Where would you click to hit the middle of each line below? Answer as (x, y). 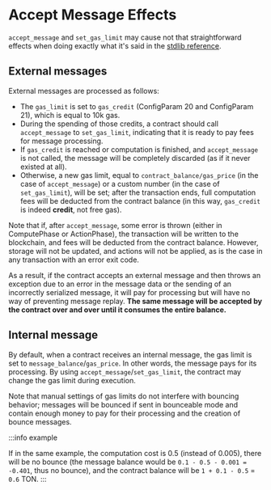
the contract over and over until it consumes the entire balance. (117, 310)
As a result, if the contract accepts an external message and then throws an (135, 275)
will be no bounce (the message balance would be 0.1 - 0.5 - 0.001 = (127, 462)
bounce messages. (40, 421)
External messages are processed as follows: (84, 91)
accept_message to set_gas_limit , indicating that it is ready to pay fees (137, 132)
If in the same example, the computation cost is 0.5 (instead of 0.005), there (135, 453)
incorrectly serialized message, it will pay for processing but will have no (129, 292)
